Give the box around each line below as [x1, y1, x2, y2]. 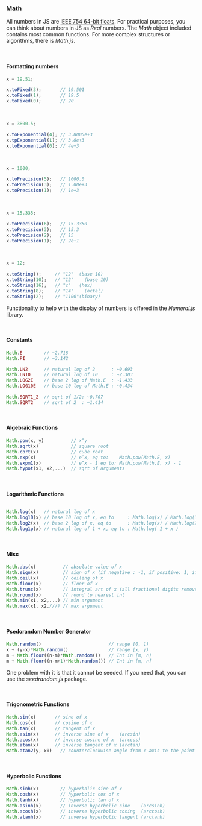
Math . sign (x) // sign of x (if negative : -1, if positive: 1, [6, 570, 189, 576]
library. [6, 311, 24, 318]
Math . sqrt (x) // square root [6, 443, 109, 449]
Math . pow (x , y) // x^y [6, 438, 87, 444]
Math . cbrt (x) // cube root [6, 449, 103, 455]
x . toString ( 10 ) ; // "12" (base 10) [6, 277, 109, 283]
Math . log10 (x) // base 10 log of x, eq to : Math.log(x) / [6, 514, 168, 521]
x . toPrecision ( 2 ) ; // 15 [6, 232, 74, 238]
